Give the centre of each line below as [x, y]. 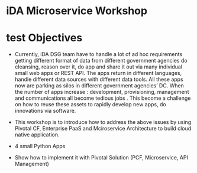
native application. [37, 135]
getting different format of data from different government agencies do [101, 61]
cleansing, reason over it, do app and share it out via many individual [98, 67]
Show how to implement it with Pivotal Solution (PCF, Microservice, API [101, 158]
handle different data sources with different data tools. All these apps [99, 79]
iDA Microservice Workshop [77, 11]
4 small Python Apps [40, 146]
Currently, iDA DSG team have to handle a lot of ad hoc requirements [98, 54]
